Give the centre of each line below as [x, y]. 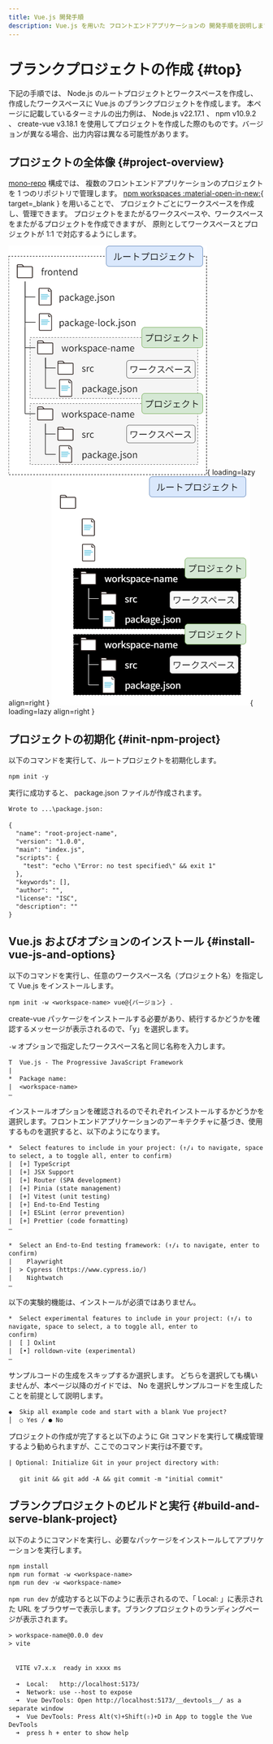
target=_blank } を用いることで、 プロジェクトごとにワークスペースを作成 [131, 204]
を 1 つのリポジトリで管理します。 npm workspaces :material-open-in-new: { [136, 193]
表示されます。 [47, 1619]
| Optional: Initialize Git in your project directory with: [114, 1463]
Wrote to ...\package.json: [56, 809]
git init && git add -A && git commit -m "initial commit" [121, 1479]
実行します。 [65, 1550]
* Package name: [38, 1078]
